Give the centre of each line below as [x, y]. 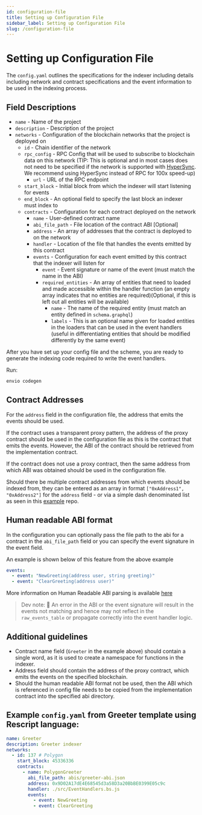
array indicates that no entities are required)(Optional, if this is [119, 295]
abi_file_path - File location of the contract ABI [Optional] [106, 225]
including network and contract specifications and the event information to [99, 82]
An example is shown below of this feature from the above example [90, 559]
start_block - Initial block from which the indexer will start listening [107, 186]
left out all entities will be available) [85, 302]
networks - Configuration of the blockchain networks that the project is [103, 135]
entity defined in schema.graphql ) [92, 314]
